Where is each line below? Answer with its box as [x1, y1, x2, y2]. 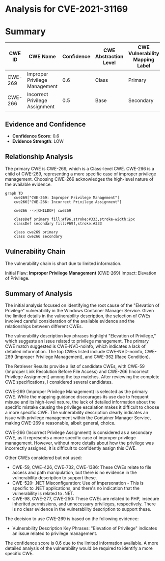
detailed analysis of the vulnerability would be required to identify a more [5, 545, 153, 551]
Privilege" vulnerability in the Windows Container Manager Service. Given [5, 308, 154, 314]
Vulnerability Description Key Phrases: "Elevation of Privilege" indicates [12, 526, 157, 531]
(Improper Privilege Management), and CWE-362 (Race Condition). [14, 354, 150, 360]
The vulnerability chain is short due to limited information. [5, 260, 122, 266]
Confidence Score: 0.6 [12, 133, 59, 139]
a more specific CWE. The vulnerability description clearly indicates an [5, 410, 148, 416]
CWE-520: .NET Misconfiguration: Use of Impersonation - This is [12, 480, 144, 486]
